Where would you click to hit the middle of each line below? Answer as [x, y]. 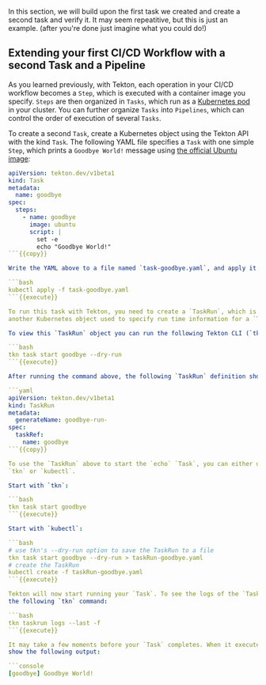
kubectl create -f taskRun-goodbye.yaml [76, 573]
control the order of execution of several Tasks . [85, 118]
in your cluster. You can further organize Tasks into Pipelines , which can [126, 109]
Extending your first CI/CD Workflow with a [117, 53]
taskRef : [30, 435]
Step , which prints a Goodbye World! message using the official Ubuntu [123, 150]
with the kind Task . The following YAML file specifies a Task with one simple [131, 142]
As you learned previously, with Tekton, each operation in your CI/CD [121, 84]
